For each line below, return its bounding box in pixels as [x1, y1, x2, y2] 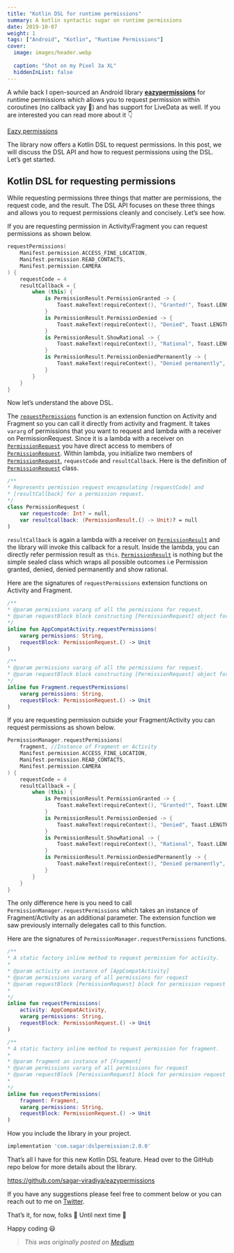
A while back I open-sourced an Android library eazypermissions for [7, 88, 205, 96]
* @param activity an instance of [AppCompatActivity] [7, 968, 170, 975]
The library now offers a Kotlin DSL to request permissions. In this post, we [7, 140, 221, 149]
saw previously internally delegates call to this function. [7, 921, 167, 930]
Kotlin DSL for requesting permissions [7, 175, 176, 187]
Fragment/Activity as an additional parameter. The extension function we [7, 914, 216, 922]
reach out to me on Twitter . [7, 1197, 85, 1206]
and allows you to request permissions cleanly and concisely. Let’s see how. [7, 209, 226, 217]
